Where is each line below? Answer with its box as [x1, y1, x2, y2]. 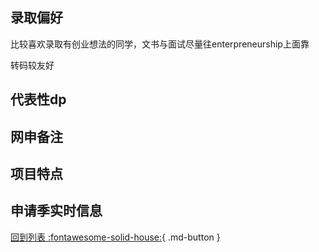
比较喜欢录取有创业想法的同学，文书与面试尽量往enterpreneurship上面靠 [10, 38, 310, 50]
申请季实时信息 [10, 203, 103, 220]
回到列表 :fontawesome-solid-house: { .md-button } [10, 231, 221, 243]
